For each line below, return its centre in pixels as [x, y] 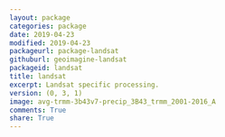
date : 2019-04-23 [42, 34]
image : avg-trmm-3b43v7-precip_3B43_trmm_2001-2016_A [113, 101]
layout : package [40, 18]
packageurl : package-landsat [64, 51]
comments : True [38, 110]
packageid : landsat [46, 68]
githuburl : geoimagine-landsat [68, 59]
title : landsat [38, 77]
